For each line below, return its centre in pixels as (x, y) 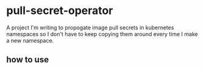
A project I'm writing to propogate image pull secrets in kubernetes (90, 27)
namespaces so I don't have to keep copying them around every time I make (102, 34)
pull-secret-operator (60, 11)
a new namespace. (30, 40)
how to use (28, 60)
